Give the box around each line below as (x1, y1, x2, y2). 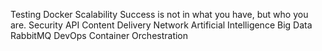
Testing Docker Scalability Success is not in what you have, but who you (10, 9, 309, 20)
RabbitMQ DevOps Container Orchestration (10, 30, 189, 41)
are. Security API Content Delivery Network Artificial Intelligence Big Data (10, 19, 313, 31)
